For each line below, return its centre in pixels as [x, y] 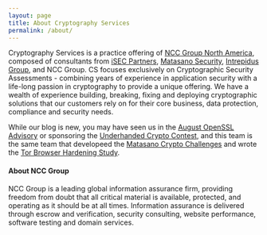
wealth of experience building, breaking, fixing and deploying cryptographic [133, 95]
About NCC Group [39, 171]
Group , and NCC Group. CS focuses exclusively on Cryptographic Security [131, 70]
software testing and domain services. [71, 222]
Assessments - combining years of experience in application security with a [133, 78]
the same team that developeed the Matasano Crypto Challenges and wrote [133, 144]
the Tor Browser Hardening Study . [64, 152]
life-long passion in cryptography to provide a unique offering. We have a [129, 87]
